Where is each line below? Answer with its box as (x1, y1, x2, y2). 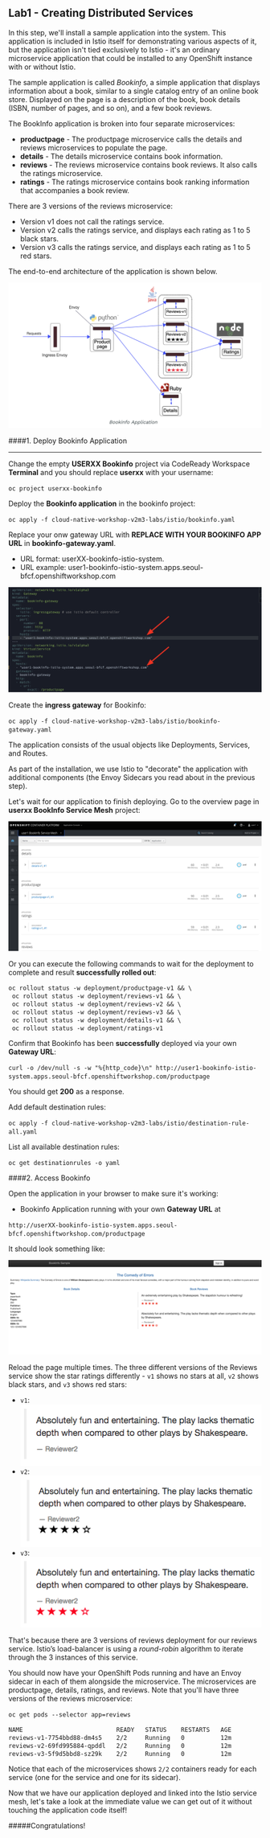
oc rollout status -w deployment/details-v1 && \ (11, 1016, 182, 1024)
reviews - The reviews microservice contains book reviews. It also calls (19, 160, 258, 170)
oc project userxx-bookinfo (8, 485, 103, 493)
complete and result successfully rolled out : (8, 968, 157, 978)
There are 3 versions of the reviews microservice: (8, 201, 173, 211)
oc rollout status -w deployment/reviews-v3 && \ (11, 1008, 182, 1016)
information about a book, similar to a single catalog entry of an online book (8, 86, 259, 96)
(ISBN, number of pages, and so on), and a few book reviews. (8, 103, 213, 113)
